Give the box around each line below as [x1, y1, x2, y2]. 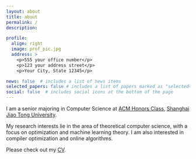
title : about [6, 14, 38, 20]
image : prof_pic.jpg [11, 46, 61, 52]
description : [6, 24, 38, 31]
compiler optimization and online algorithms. [6, 135, 113, 142]
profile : [6, 36, 27, 41]
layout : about [6, 8, 41, 15]
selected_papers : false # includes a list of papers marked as [6, 84, 163, 90]
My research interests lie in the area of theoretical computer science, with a [6, 123, 188, 129]
